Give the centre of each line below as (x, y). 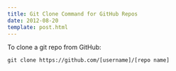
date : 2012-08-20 (33, 21)
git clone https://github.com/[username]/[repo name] (89, 60)
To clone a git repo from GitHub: (54, 48)
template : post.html (38, 27)
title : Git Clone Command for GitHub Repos (73, 14)
